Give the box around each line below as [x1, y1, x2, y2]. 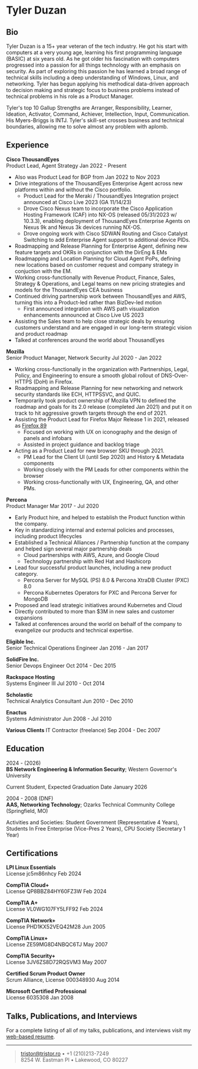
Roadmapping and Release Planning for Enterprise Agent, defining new [14, 242, 187, 250]
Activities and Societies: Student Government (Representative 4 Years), [6, 818, 180, 826]
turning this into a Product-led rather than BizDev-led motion [14, 299, 162, 306]
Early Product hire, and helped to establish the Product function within [14, 514, 186, 521]
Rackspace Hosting [6, 673, 55, 680]
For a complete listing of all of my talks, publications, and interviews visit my [6, 1027, 191, 1034]
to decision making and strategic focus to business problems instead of [6, 87, 180, 93]
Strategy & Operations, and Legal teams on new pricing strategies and [14, 280, 186, 287]
